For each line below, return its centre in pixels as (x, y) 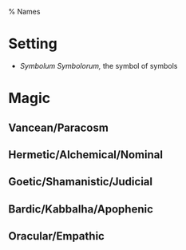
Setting (33, 44)
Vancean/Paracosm (59, 127)
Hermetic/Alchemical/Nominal (86, 155)
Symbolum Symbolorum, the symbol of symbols (99, 65)
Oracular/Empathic (57, 236)
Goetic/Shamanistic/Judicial (81, 182)
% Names (24, 12)
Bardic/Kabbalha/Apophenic (81, 209)
